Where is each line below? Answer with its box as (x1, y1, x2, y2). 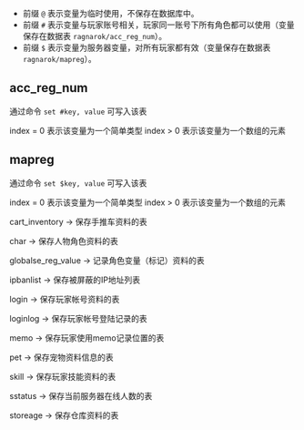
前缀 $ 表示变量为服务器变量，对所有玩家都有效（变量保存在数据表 (22, 42, 271, 53)
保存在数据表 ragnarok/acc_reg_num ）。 (22, 31, 167, 41)
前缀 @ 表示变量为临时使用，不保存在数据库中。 (22, 8, 199, 18)
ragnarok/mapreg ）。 (22, 54, 97, 64)
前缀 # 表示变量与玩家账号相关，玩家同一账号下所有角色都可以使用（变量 (22, 19, 295, 30)
